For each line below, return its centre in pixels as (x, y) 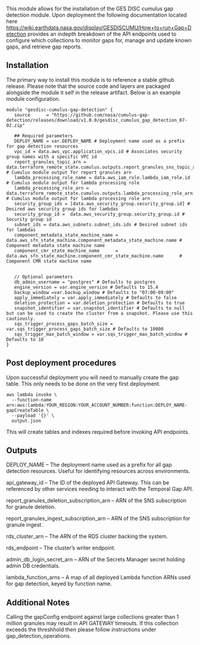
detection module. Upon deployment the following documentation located (97, 15)
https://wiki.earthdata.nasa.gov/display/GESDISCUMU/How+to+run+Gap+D (99, 27)
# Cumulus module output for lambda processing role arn (78, 198)
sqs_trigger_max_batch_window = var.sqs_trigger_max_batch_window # (101, 334)
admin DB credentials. (33, 566)
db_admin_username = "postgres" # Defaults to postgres (85, 282)
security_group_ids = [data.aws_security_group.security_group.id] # (102, 203)
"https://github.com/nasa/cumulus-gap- (101, 115)
